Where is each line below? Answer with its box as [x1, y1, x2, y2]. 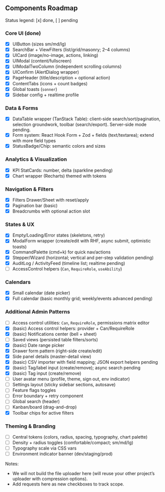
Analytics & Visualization [5, 156, 67, 163]
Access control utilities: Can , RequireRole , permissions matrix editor [12, 319, 150, 326]
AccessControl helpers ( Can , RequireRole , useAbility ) [12, 265, 122, 271]
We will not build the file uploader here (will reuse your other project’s [12, 471, 155, 477]
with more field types [12, 138, 56, 144]
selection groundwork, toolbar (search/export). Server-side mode [12, 122, 147, 128]
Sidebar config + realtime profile [12, 92, 79, 98]
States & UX [5, 221, 35, 228]
